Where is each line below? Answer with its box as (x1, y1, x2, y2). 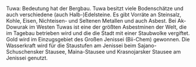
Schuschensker (6, 48, 44, 55)
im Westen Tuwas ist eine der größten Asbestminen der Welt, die (29, 23, 187, 30)
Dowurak (6, 23, 28, 30)
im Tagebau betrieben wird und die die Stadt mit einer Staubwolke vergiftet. (6, 30, 190, 37)
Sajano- (138, 42, 157, 49)
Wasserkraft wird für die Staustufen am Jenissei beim (6, 42, 137, 49)
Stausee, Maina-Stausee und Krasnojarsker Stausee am (45, 48, 181, 55)
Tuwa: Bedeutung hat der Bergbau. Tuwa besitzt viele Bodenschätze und (6, 5, 184, 12)
